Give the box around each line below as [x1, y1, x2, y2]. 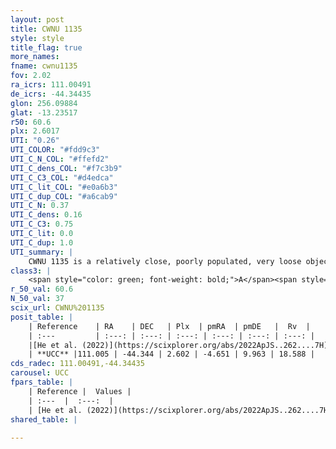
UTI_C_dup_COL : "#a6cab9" [10, 191, 118, 201]
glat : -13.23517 [10, 107, 78, 118]
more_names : [10, 52, 60, 62]
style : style [10, 33, 65, 43]
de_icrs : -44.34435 [10, 89, 92, 99]
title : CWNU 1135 [10, 24, 83, 34]
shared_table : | [10, 414, 78, 425]
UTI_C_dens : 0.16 [10, 210, 83, 220]
